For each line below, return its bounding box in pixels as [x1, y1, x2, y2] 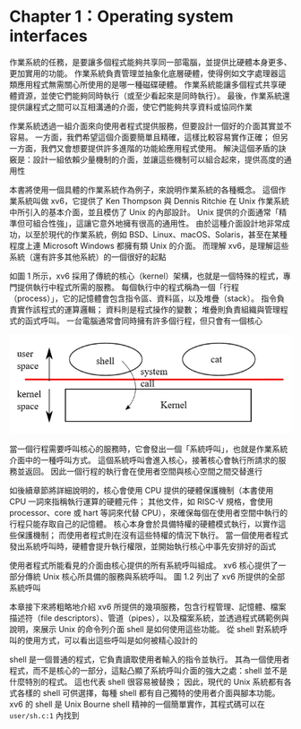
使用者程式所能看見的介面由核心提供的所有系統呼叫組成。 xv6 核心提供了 [9, 560, 279, 571]
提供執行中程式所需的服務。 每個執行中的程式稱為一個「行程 [16, 281, 239, 292]
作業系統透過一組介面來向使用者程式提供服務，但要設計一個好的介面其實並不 [9, 120, 292, 131]
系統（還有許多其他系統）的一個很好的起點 [9, 251, 167, 262]
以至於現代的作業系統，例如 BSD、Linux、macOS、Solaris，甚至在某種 [24, 228, 288, 240]
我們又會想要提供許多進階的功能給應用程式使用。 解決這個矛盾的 [39, 142, 279, 153]
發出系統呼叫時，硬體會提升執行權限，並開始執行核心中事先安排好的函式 [9, 541, 276, 552]
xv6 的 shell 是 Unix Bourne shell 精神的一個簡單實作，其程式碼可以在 [9, 699, 266, 710]
